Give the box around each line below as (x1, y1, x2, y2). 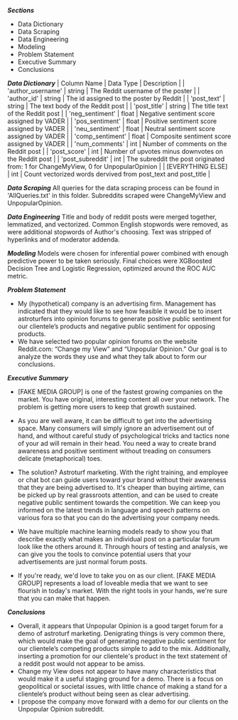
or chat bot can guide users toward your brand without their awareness (17, 476, 227, 484)
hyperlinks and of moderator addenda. (7, 235, 120, 244)
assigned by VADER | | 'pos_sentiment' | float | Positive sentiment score (7, 117, 217, 125)
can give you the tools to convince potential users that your (17, 550, 192, 558)
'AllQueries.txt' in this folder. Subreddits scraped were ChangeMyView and (7, 192, 226, 199)
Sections (7, 6, 34, 14)
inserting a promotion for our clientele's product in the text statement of (17, 652, 228, 660)
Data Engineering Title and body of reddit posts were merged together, (7, 213, 217, 221)
